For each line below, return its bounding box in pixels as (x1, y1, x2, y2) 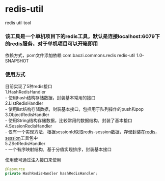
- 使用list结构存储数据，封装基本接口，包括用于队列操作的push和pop (5, 106, 144, 112)
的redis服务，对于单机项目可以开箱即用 (5, 40, 98, 47)
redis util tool (5, 20, 31, 26)
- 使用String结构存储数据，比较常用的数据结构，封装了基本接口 (5, 117, 133, 123)
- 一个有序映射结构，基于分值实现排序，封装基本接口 (5, 146, 112, 152)
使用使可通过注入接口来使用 (5, 156, 61, 163)
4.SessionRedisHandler (5, 123, 53, 129)
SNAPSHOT (5, 58, 29, 64)
